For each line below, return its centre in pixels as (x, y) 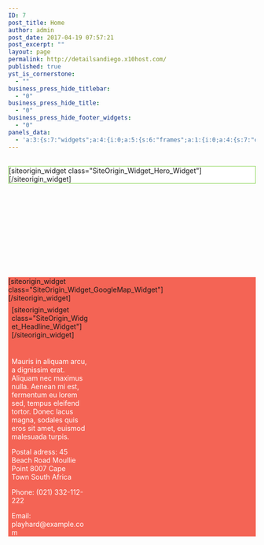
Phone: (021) (32, 492)
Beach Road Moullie (44, 460)
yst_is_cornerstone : (42, 74)
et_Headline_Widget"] (47, 326)
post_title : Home (37, 23)
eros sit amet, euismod (48, 428)
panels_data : (29, 132)
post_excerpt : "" (37, 45)
